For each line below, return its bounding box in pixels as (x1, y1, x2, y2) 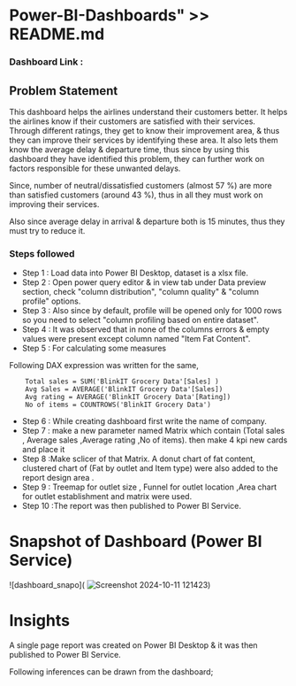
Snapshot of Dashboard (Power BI (9, 532, 262, 551)
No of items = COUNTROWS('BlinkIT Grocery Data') (25, 400, 212, 410)
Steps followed (9, 247, 75, 259)
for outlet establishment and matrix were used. (21, 491, 193, 502)
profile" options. (21, 296, 81, 306)
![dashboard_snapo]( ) (9, 580, 211, 590)
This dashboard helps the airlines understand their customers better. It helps (9, 106, 288, 117)
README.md (9, 24, 105, 44)
